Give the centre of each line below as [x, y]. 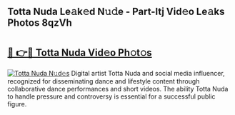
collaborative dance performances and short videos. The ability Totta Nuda [118, 89]
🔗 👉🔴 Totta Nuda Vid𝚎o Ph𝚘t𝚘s [80, 52]
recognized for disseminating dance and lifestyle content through [104, 81]
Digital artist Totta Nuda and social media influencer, [148, 73]
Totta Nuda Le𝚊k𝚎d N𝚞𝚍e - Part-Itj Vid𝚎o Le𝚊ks [116, 12]
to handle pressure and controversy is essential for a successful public [111, 96]
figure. [17, 104]
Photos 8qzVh [40, 23]
